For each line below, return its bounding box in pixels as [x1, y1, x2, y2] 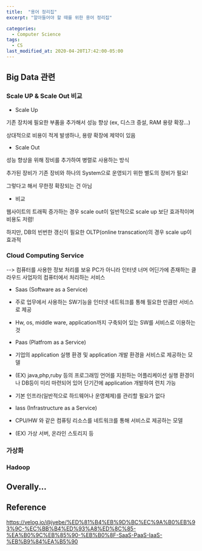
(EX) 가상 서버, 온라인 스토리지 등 [15, 430, 94, 437]
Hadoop [6, 463, 30, 471]
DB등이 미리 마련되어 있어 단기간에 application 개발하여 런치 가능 [21, 379, 177, 386]
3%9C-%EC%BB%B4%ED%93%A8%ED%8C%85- [6, 525, 136, 532]
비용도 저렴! [6, 215, 35, 222]
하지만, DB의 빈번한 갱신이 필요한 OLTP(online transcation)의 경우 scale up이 [6, 228, 192, 236]
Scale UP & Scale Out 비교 [6, 92, 83, 100]
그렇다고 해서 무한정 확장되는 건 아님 [6, 182, 92, 189]
